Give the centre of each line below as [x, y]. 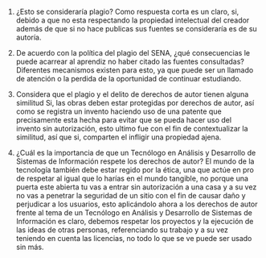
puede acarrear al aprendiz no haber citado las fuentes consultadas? [130, 61]
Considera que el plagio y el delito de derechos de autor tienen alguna [132, 94]
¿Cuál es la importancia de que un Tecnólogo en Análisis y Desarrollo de [136, 153]
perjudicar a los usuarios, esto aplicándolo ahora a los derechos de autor [137, 204]
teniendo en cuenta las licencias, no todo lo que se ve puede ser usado [134, 238]
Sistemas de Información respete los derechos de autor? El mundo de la [135, 161]
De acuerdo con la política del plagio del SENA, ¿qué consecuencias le [133, 53]
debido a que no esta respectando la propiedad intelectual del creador [133, 20]
